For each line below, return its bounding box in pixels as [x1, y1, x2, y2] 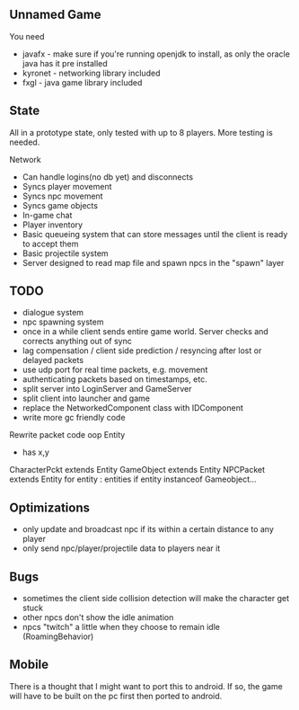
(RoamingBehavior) [22, 631, 94, 642]
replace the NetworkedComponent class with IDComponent [22, 403, 244, 413]
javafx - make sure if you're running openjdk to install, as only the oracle [22, 49, 290, 59]
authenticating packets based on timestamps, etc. [22, 374, 208, 385]
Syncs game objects [22, 200, 99, 210]
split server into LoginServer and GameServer [22, 384, 192, 395]
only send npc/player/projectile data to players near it [22, 543, 221, 554]
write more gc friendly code [22, 413, 126, 423]
